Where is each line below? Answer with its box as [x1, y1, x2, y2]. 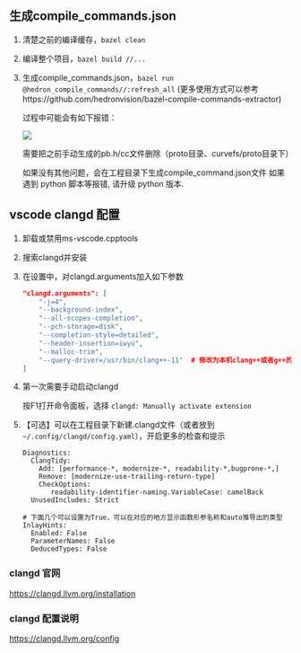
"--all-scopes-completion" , [39, 313, 143, 323]
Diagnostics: [21, 448, 72, 458]
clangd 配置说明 [9, 612, 79, 624]
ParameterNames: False [30, 537, 116, 546]
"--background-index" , [39, 305, 124, 314]
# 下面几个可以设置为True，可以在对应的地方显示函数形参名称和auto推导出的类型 [21, 513, 283, 523]
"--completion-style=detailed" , [39, 331, 159, 340]
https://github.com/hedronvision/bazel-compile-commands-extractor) [21, 93, 282, 104]
